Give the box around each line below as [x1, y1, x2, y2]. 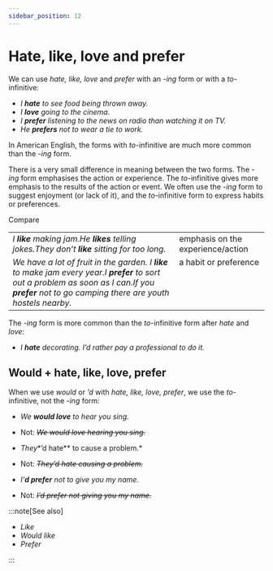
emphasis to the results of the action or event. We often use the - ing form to [8, 181, 263, 191]
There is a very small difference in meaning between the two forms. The [8, 164, 250, 174]
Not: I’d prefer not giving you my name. [19, 490, 152, 500]
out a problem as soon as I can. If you [12, 277, 155, 288]
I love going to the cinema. [19, 107, 110, 116]
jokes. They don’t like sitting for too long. [12, 243, 167, 255]
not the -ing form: [40, 396, 100, 406]
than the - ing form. [8, 148, 71, 159]
